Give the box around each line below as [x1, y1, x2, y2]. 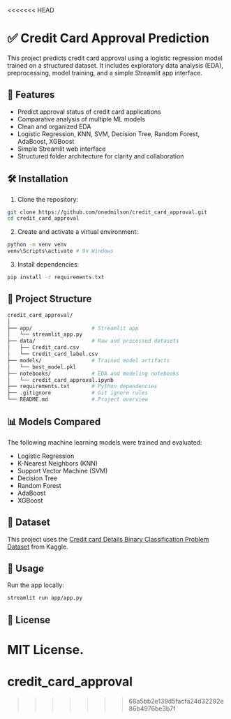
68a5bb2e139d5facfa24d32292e [128, 697, 225, 705]
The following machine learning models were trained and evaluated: [7, 438, 202, 446]
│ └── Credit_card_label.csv [7, 350, 98, 357]
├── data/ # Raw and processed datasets [7, 338, 179, 345]
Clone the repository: [17, 195, 79, 203]
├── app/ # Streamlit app [7, 325, 139, 332]
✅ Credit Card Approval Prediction [7, 31, 209, 46]
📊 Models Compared [7, 416, 101, 428]
